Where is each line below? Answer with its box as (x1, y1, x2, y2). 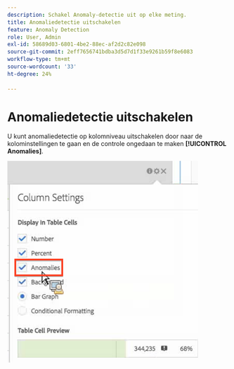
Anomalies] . (7, 147, 44, 156)
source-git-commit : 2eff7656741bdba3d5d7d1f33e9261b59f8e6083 (7, 48, 193, 55)
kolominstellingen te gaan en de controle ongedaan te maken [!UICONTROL (7, 140, 227, 148)
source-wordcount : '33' (7, 63, 77, 70)
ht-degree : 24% (7, 70, 52, 77)
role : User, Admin (7, 34, 61, 41)
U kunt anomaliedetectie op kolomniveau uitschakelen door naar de (7, 132, 202, 140)
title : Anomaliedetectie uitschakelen (7, 18, 121, 26)
